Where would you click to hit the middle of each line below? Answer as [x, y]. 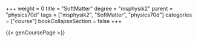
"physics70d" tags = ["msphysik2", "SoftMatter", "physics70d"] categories [99, 15]
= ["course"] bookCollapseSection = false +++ [64, 21]
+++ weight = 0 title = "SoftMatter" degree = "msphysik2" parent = [89, 9]
